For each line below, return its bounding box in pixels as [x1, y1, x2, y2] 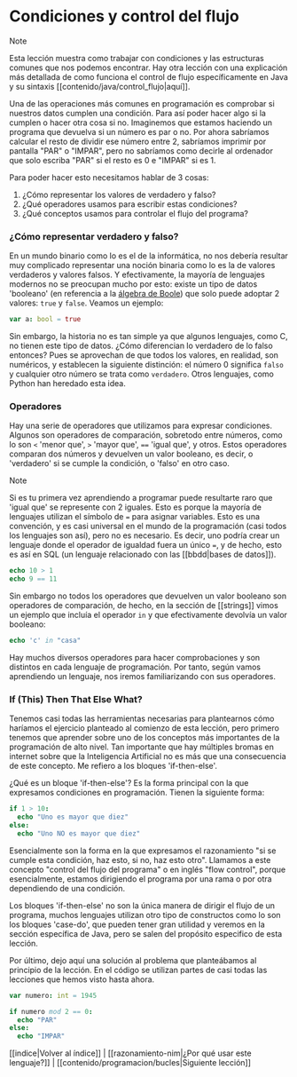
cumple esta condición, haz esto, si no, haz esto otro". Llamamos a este [9, 854, 271, 865]
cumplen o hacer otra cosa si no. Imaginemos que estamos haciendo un [9, 117, 273, 128]
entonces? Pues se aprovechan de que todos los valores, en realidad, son [9, 350, 279, 360]
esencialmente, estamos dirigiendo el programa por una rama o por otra [9, 873, 272, 884]
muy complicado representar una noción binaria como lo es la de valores [9, 260, 276, 271]
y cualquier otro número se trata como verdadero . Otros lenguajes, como [9, 368, 275, 379]
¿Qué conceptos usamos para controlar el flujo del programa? [21, 208, 249, 218]
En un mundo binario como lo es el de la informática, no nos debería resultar [9, 250, 288, 261]
